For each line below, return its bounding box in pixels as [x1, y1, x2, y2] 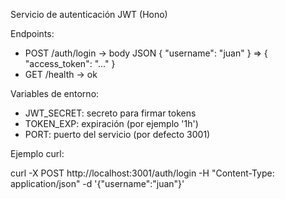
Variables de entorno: [10, 88, 100, 99]
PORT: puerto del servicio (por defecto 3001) [24, 129, 211, 140]
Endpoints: [10, 28, 55, 39]
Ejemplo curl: [10, 148, 65, 159]
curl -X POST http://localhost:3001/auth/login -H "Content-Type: [10, 167, 275, 179]
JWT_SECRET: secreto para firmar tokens [24, 107, 197, 119]
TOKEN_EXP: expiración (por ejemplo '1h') [24, 118, 199, 129]
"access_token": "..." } [24, 58, 116, 69]
